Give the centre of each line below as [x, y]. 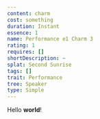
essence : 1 [23, 33]
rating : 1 [21, 45]
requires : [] [26, 52]
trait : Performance [35, 77]
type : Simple [26, 90]
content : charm [29, 13]
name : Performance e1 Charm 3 [50, 39]
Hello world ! [25, 110]
